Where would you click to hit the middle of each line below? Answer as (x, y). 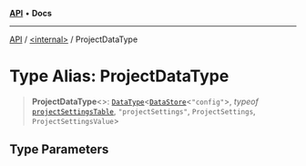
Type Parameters (59, 150)
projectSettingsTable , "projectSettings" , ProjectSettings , (144, 111)
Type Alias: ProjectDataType (119, 76)
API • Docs (31, 13)
